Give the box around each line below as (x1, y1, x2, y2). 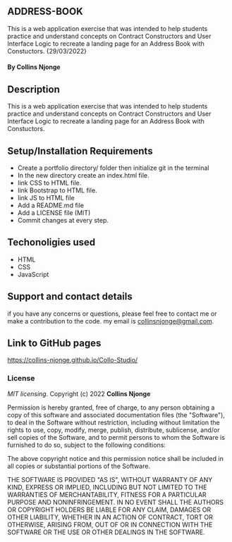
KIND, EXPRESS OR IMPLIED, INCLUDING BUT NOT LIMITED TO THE (7, 483, 207, 491)
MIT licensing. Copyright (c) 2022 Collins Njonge (7, 389, 151, 398)
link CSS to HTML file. (17, 179, 82, 187)
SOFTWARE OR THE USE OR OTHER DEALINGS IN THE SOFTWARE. (7, 528, 205, 536)
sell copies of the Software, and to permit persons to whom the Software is (7, 433, 226, 441)
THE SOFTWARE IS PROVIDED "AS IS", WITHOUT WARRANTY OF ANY (7, 475, 213, 484)
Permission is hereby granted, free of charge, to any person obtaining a (7, 403, 215, 412)
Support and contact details (7, 290, 133, 302)
